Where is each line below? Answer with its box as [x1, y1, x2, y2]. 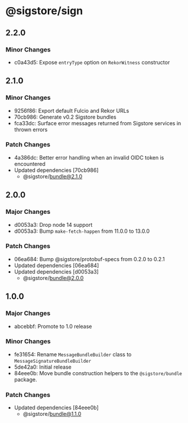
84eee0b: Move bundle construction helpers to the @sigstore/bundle [14, 369, 183, 376]
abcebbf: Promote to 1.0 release [14, 323, 92, 330]
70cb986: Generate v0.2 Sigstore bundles [14, 113, 116, 121]
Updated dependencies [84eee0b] [14, 404, 99, 411]
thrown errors [14, 126, 48, 133]
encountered [14, 160, 46, 167]
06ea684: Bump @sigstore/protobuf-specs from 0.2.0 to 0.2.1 [14, 255, 165, 262]
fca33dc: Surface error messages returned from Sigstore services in [14, 119, 181, 126]
